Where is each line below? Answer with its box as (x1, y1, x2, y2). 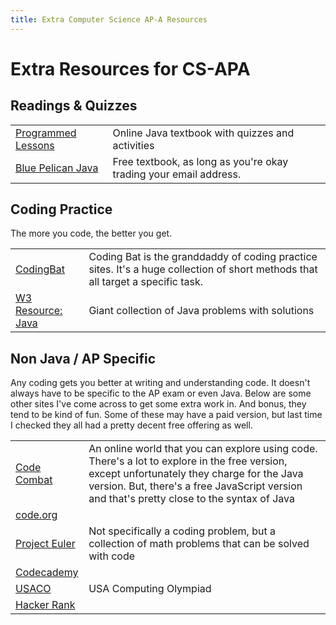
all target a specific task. (88, 275, 204, 289)
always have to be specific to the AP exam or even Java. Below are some (10, 387, 312, 400)
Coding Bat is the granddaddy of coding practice (88, 250, 318, 264)
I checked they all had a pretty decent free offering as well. (10, 419, 253, 431)
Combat (15, 473, 53, 487)
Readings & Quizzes (10, 97, 138, 115)
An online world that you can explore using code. (88, 442, 318, 456)
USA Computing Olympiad (88, 582, 212, 596)
